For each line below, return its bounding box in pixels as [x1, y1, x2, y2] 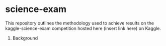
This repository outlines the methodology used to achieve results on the [5, 20, 154, 26]
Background [12, 35, 38, 41]
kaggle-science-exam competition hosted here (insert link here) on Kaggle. [5, 25, 161, 31]
